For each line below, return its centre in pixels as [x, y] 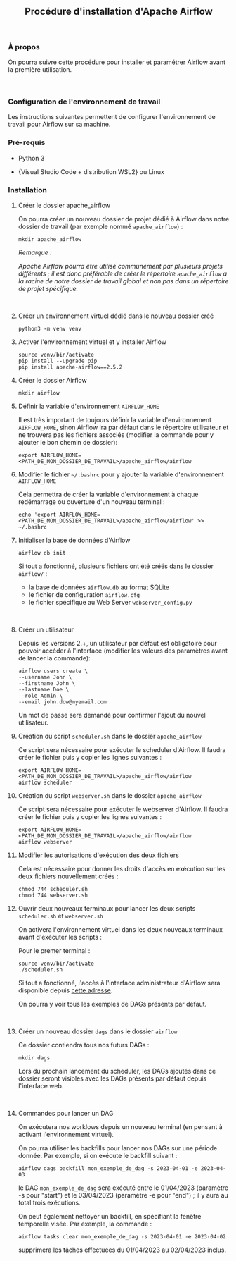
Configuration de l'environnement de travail [84, 102]
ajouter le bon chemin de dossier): [68, 442]
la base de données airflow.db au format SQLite [99, 587]
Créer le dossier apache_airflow [64, 205]
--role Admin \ [40, 696]
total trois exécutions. [49, 1202]
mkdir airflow [39, 393]
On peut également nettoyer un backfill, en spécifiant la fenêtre [110, 1216]
